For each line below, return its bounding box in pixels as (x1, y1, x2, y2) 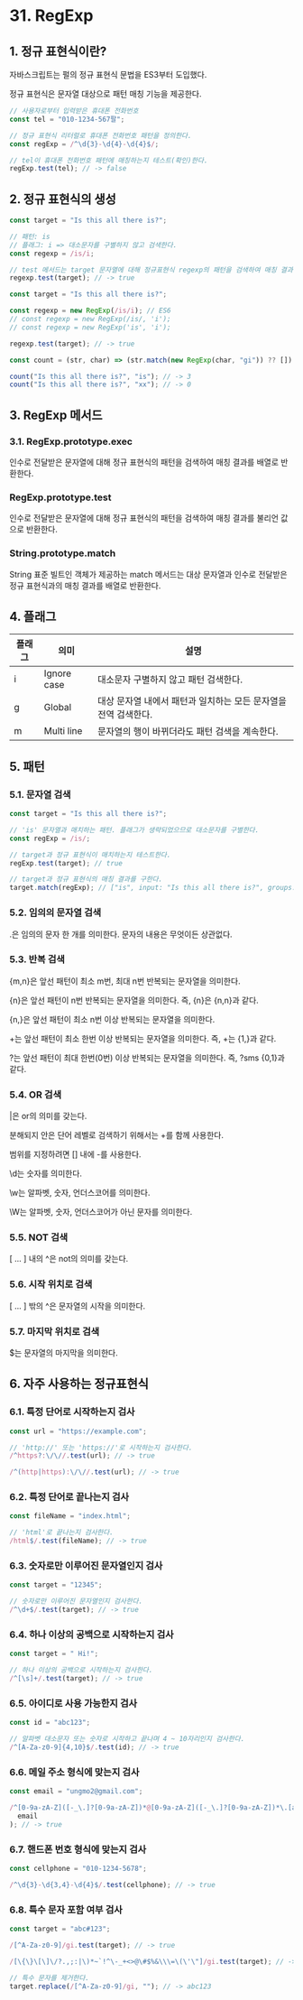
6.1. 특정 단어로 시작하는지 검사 (9, 1405, 135, 1418)
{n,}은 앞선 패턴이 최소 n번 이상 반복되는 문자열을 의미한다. (9, 1014, 216, 1024)
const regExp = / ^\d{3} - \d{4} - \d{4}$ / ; (9, 139, 160, 149)
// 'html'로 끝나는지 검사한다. (9, 1528, 115, 1537)
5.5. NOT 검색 (9, 1231, 69, 1244)
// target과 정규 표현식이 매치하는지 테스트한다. (9, 850, 171, 859)
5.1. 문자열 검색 (9, 788, 71, 801)
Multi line (43, 725, 83, 737)
